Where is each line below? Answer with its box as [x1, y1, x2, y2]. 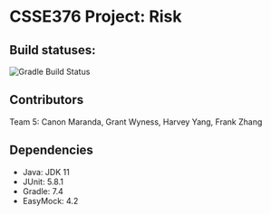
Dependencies [9, 143, 93, 158]
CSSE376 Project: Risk [9, 6, 183, 27]
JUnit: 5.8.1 [22, 176, 63, 187]
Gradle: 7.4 [22, 185, 63, 196]
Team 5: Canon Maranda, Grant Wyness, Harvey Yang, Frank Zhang [9, 116, 263, 127]
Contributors [9, 92, 84, 107]
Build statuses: [9, 42, 97, 58]
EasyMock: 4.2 [22, 195, 79, 206]
